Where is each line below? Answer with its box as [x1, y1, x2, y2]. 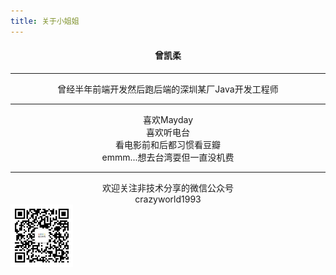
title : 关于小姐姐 [10, 16, 80, 26]
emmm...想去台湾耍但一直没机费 [101, 151, 235, 163]
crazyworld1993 [134, 193, 202, 205]
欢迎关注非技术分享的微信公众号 [102, 181, 234, 194]
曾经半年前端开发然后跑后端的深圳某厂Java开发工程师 [57, 83, 279, 95]
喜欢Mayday [143, 113, 193, 125]
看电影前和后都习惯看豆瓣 [115, 138, 221, 150]
